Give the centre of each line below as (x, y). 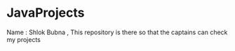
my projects (24, 39)
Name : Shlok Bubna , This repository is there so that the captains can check (117, 32)
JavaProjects (46, 13)
